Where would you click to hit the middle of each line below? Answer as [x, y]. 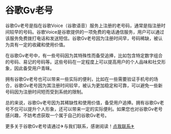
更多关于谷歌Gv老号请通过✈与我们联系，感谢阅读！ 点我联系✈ [70, 126]
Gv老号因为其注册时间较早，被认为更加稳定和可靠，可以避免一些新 [93, 85]
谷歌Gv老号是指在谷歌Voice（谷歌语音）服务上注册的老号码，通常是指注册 [83, 25]
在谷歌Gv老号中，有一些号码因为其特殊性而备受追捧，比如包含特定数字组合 [84, 55]
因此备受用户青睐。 [34, 68]
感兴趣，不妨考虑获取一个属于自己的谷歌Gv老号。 [57, 115]
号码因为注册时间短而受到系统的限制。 [45, 92]
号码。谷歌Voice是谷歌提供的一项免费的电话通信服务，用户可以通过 [93, 32]
